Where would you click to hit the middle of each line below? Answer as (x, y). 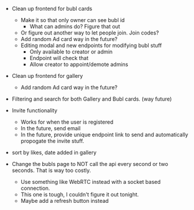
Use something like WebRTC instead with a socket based (90, 182)
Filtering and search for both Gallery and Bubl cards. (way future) (92, 99)
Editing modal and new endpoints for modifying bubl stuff (91, 45)
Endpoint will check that (59, 58)
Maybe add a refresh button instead (65, 201)
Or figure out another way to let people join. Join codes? (90, 33)
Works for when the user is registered (67, 122)
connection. (35, 188)
